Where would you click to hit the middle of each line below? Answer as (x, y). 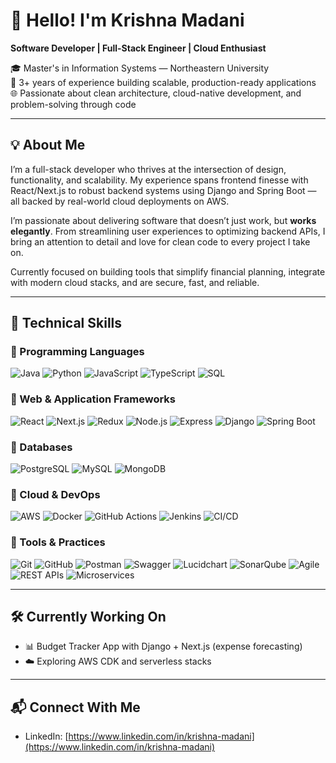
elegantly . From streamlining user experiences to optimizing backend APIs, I (168, 231)
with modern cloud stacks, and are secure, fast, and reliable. (135, 282)
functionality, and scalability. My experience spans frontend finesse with (159, 180)
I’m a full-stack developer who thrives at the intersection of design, (148, 169)
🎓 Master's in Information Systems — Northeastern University (140, 68)
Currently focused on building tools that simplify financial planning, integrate (168, 271)
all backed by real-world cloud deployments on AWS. (120, 201)
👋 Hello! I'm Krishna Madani (127, 20)
